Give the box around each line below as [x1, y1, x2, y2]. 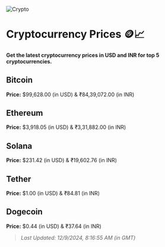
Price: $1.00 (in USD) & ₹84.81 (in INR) [6, 190, 100, 197]
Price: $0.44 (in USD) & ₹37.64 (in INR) [6, 223, 102, 230]
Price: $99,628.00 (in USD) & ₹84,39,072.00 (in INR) [6, 91, 135, 98]
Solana [6, 141, 33, 151]
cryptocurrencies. [6, 58, 52, 65]
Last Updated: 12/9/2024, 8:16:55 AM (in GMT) [20, 234, 136, 241]
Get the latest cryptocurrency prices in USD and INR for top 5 [6, 51, 160, 59]
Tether [6, 174, 31, 184]
